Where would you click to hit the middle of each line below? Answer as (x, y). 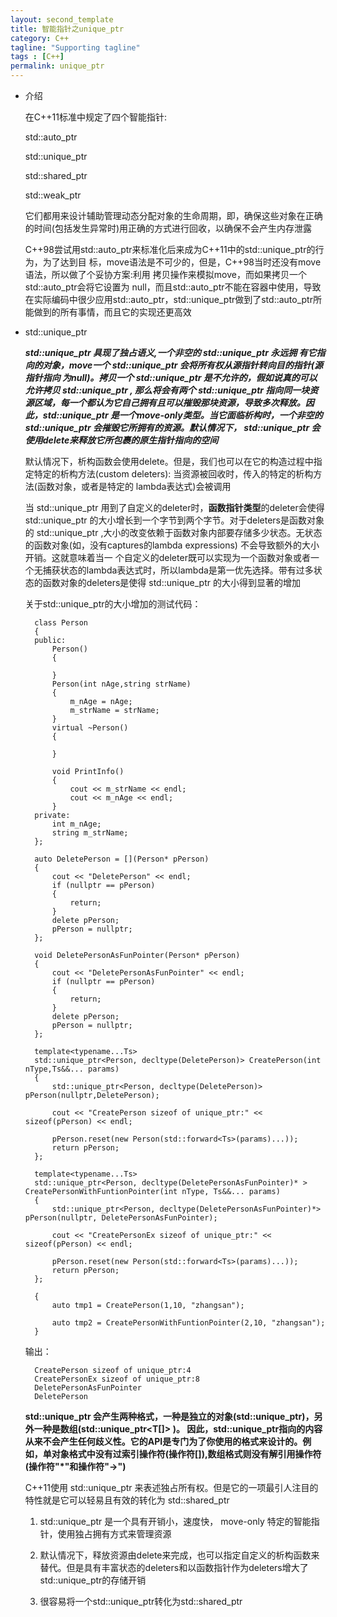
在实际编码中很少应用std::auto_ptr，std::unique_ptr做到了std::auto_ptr (168, 299)
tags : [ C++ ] (37, 57)
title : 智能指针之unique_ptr (67, 29)
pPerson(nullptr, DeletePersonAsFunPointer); (121, 1218)
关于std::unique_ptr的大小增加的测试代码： (113, 604)
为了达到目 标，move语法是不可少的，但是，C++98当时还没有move (182, 262)
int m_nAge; (76, 824)
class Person (61, 623)
